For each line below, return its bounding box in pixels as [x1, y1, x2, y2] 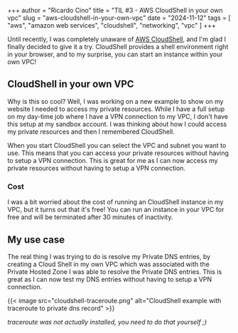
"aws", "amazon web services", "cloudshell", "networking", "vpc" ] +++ [7, 21, 217, 29]
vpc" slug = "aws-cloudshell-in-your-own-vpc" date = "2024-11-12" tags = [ [7, 14, 231, 22]
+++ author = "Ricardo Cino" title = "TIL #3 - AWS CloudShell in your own [7, 6, 223, 14]
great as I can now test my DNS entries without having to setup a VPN [7, 275, 212, 283]
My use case [7, 233, 65, 245]
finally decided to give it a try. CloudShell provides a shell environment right [7, 43, 229, 51]
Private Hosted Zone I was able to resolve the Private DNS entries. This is [7, 267, 222, 276]
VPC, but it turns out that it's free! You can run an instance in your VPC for [7, 206, 225, 214]
